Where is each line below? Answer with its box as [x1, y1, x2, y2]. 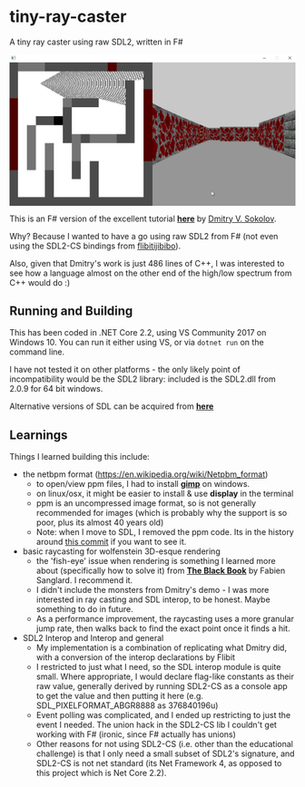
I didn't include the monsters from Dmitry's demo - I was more [35, 585, 270, 596]
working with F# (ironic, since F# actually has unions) [35, 729, 236, 740]
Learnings [9, 427, 68, 442]
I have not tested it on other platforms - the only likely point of [9, 364, 241, 375]
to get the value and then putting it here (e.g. [35, 691, 204, 702]
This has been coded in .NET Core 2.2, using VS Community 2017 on [9, 327, 267, 338]
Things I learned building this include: [9, 452, 150, 462]
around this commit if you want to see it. [35, 537, 187, 548]
